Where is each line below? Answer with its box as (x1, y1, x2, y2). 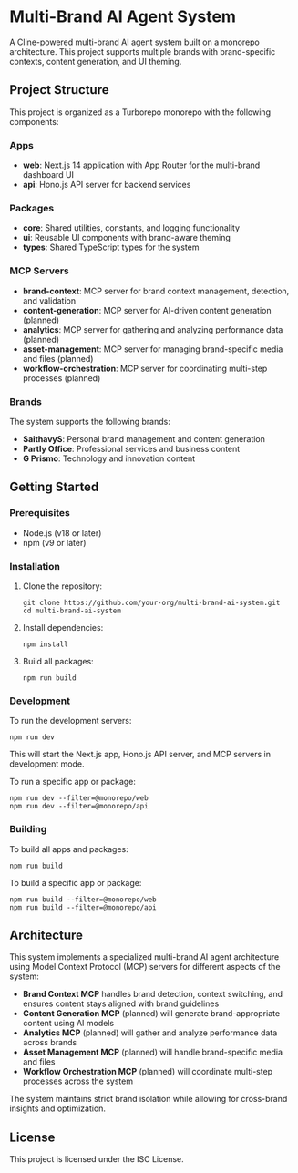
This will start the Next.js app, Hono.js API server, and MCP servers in (9, 749, 272, 760)
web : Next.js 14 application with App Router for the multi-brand (22, 159, 261, 170)
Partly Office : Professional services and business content (22, 443, 241, 454)
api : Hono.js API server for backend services (22, 180, 191, 190)
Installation (9, 560, 61, 572)
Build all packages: (22, 655, 94, 666)
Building (9, 823, 47, 836)
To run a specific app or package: (9, 777, 137, 787)
